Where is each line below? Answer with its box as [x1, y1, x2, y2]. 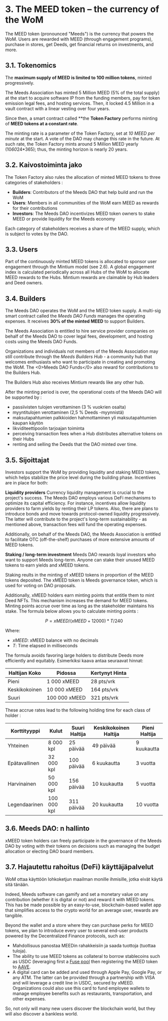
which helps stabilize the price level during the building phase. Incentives [5, 474, 156, 480]
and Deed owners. [5, 280, 43, 286]
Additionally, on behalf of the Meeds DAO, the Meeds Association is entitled [5, 531, 161, 537]
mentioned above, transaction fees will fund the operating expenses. [5, 522, 146, 527]
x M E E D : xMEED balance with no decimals [12, 637, 98, 643]
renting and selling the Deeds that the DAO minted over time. [12, 441, 137, 447]
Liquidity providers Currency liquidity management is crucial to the [5, 489, 144, 495]
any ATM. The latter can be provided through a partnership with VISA [12, 974, 155, 980]
